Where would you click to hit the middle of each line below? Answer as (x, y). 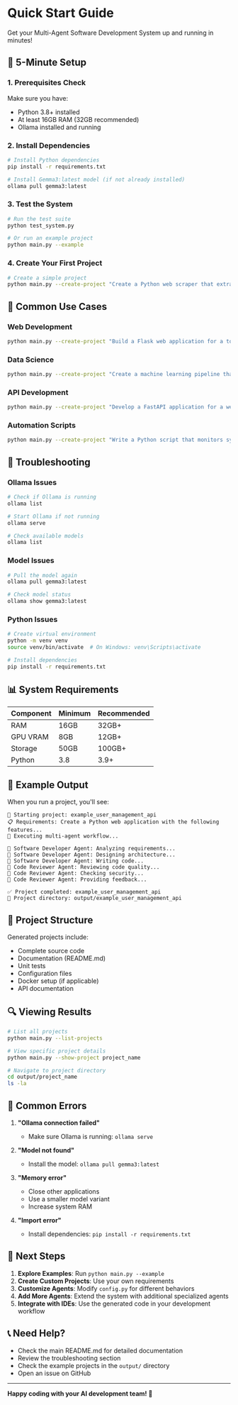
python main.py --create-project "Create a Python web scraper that (110, 284)
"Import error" (39, 1220)
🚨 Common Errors (47, 1105)
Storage (24, 748)
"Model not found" (46, 1150)
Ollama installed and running (59, 127)
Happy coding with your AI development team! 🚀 (80, 1393)
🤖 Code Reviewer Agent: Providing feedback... (77, 880)
